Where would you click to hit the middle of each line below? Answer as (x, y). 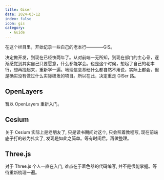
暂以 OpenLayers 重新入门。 (33, 104)
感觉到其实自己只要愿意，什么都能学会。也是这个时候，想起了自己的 (78, 64)
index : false (18, 19)
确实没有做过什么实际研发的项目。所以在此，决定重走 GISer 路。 (74, 76)
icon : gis (15, 23)
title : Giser (18, 10)
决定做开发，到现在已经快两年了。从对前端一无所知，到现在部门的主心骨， (80, 57)
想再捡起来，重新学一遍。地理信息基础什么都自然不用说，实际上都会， (84, 70)
